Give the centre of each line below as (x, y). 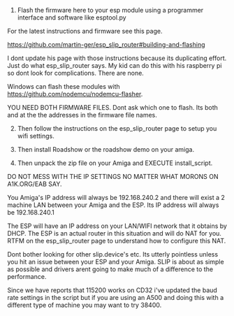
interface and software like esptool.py (72, 17)
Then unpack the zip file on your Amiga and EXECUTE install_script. (115, 163)
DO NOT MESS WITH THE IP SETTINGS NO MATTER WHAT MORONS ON (113, 177)
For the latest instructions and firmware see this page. (85, 31)
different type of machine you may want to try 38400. (85, 305)
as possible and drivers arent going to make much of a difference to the (110, 269)
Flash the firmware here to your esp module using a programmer (110, 10)
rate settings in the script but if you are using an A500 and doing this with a (116, 297)
